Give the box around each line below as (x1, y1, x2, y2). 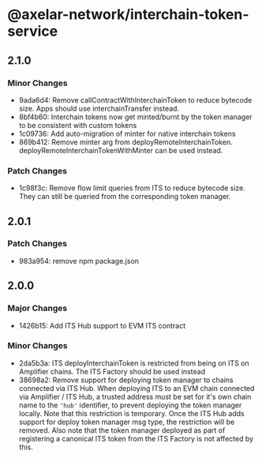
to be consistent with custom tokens (18, 120, 137, 130)
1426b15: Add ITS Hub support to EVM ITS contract (18, 321, 186, 330)
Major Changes (7, 302, 68, 313)
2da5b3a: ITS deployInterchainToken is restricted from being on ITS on (18, 358, 249, 368)
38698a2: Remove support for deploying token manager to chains (18, 375, 234, 385)
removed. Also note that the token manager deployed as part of (18, 425, 226, 435)
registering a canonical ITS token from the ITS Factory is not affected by (18, 434, 254, 443)
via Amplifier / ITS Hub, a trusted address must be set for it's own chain (18, 392, 252, 401)
